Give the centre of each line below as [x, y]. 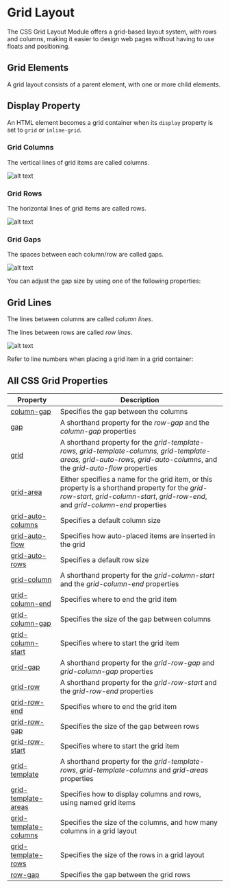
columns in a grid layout [99, 831]
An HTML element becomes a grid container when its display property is [110, 122]
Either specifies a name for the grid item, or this [137, 480]
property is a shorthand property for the [125, 488]
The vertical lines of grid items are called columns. [78, 162]
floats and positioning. [39, 46]
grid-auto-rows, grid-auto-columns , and [150, 460]
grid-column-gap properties [107, 672]
